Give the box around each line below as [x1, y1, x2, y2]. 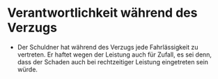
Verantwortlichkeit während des [7, 5, 198, 21]
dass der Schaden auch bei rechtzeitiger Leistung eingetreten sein [17, 57, 209, 66]
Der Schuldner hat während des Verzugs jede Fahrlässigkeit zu [17, 43, 198, 51]
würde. [17, 65, 38, 73]
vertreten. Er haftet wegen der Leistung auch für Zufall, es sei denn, [17, 50, 212, 59]
